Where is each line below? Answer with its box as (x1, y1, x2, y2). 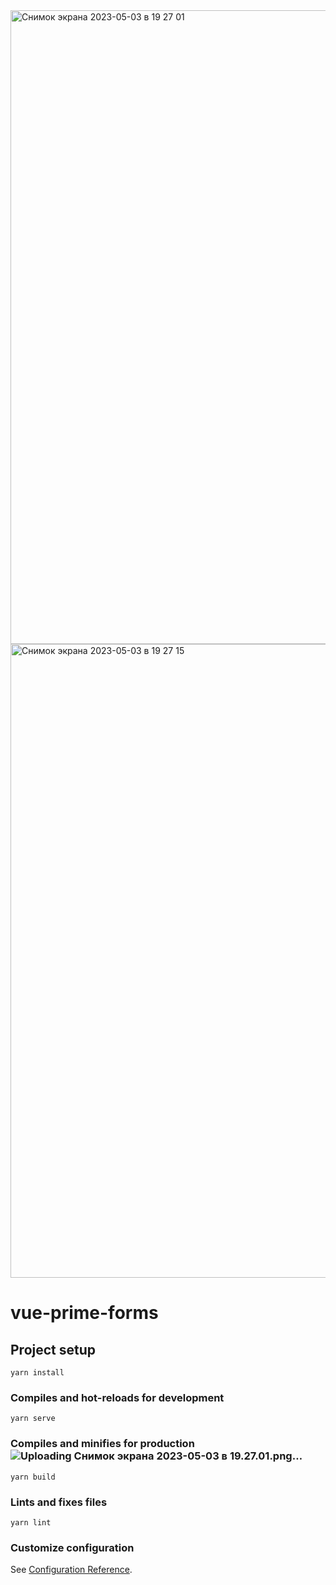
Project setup (10, 1341, 97, 1358)
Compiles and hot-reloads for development (10, 1390, 225, 1404)
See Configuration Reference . (10, 1564, 133, 1576)
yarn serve (10, 1414, 56, 1424)
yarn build (10, 1472, 56, 1482)
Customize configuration (10, 1540, 135, 1554)
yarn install (10, 1368, 65, 1378)
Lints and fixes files (10, 1495, 108, 1509)
